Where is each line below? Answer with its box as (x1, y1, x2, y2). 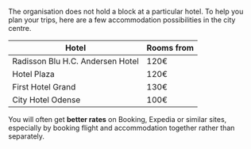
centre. (8, 24, 32, 32)
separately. (8, 132, 45, 141)
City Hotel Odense (12, 94, 81, 105)
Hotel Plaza (12, 69, 55, 79)
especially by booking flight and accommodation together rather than (8, 123, 235, 132)
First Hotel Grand (12, 82, 76, 92)
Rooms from (146, 43, 195, 53)
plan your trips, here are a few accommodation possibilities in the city (8, 15, 236, 25)
